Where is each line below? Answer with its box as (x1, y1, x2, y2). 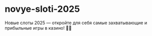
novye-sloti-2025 (5, 3, 80, 15)
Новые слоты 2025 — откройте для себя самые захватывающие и (5, 20, 147, 26)
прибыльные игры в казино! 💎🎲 (5, 25, 72, 31)
